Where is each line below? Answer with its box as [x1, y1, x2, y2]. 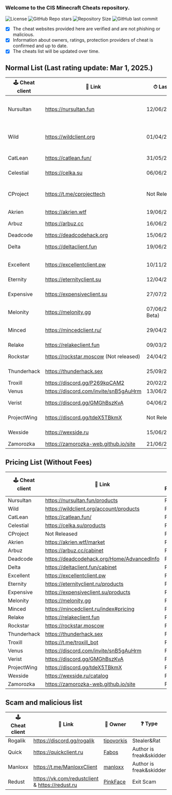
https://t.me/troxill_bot [45, 639, 99, 646]
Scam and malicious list [5, 698, 83, 707]
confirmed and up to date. [12, 43, 68, 49]
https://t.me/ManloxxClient [33, 763, 98, 770]
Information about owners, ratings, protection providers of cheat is [12, 37, 154, 43]
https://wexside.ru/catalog [45, 672, 109, 679]
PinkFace [103, 778, 126, 785]
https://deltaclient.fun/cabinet [45, 564, 117, 571]
